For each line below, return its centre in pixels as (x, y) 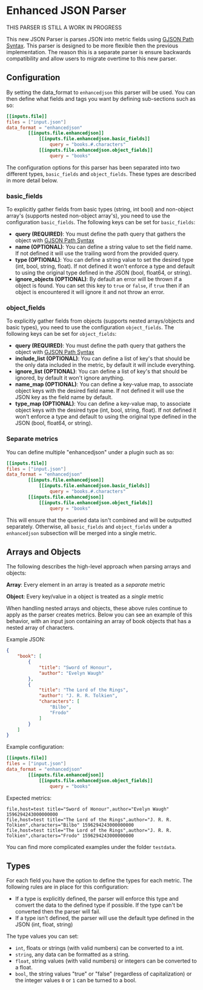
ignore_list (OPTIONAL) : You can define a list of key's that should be (101, 372)
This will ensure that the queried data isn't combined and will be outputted (99, 520)
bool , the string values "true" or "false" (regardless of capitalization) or (103, 974)
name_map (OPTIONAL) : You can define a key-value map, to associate (104, 384)
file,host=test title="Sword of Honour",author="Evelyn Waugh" (88, 809)
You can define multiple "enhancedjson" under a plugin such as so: (90, 452)
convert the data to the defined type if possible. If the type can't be (99, 905)
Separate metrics (32, 439)
